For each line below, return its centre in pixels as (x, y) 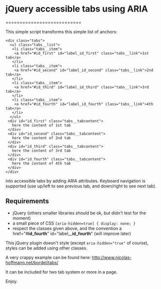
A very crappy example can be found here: (48, 257)
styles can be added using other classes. (47, 248)
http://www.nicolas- (112, 257)
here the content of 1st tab (41, 125)
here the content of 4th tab (41, 163)
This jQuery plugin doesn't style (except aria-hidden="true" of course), (77, 243)
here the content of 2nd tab (41, 138)
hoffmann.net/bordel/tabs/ (32, 262)
